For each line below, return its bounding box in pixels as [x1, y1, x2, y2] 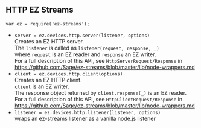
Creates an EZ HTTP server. [14, 37, 84, 45]
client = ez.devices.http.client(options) [14, 71, 123, 77]
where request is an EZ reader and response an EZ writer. [14, 51, 156, 58]
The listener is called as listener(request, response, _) [14, 44, 159, 51]
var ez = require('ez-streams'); [5, 21, 90, 27]
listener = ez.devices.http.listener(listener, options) [14, 109, 161, 115]
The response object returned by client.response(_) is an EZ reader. [14, 89, 187, 96]
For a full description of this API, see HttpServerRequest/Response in [14, 57, 182, 64]
